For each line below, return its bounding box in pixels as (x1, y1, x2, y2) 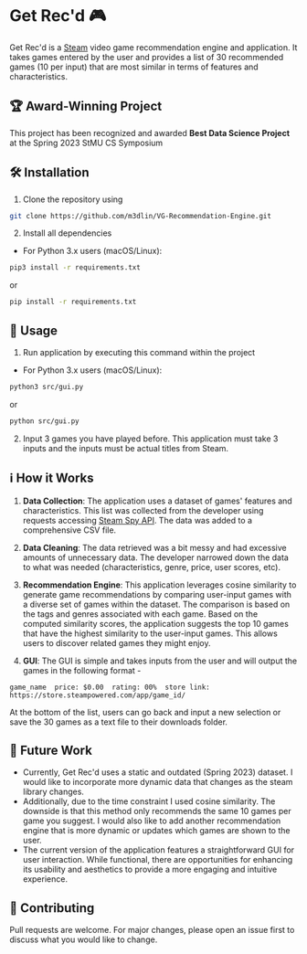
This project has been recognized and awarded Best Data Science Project (9, 127, 291, 138)
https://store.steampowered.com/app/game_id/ (9, 690, 185, 700)
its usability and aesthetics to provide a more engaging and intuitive (22, 864, 278, 875)
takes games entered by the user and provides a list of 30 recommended (9, 51, 284, 62)
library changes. (22, 786, 85, 798)
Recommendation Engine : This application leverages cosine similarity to (22, 579, 297, 590)
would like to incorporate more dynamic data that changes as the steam (22, 777, 293, 788)
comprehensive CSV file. (22, 525, 117, 535)
